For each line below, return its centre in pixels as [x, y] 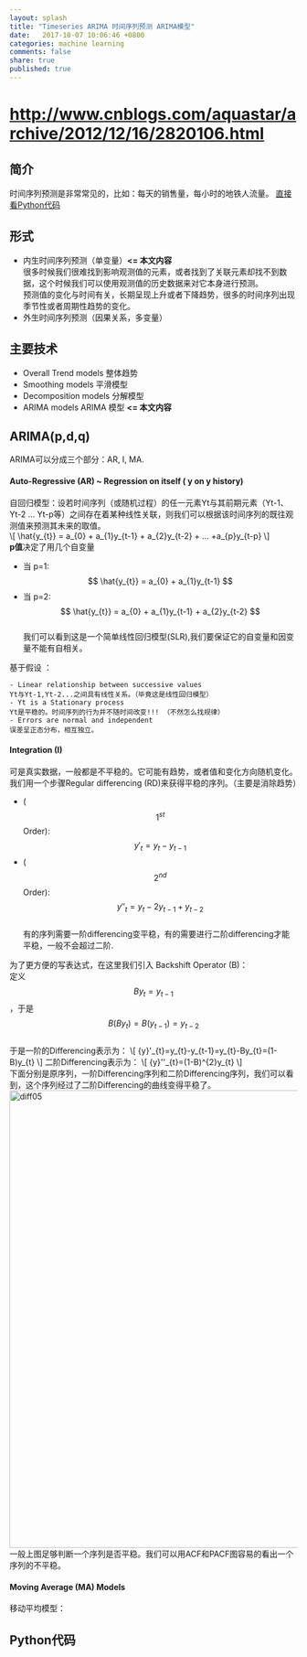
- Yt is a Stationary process [67, 702]
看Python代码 [35, 204]
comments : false [40, 52]
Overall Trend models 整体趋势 [80, 372]
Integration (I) [36, 750]
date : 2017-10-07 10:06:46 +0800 [77, 35]
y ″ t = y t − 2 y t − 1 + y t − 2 [160, 907]
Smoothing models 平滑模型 [75, 384]
